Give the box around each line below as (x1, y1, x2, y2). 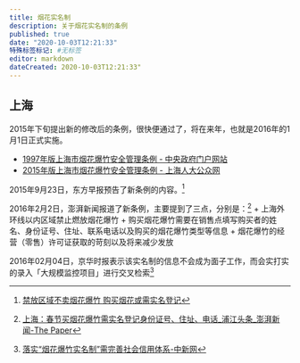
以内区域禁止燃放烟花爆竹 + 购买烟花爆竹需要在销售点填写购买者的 (24, 215, 270, 225)
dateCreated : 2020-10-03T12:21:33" (9, 63, 142, 72)
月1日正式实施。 (9, 135, 68, 145)
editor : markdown (9, 54, 74, 63)
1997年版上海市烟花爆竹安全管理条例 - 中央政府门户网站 (21, 153, 228, 164)
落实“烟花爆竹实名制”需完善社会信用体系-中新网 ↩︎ (21, 343, 207, 354)
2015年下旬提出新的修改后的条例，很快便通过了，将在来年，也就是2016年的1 (9, 123, 290, 134)
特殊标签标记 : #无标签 (9, 46, 82, 55)
